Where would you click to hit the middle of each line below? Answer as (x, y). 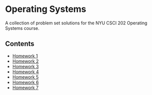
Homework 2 (25, 61)
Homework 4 (25, 72)
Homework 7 (25, 88)
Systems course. (22, 28)
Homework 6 (25, 82)
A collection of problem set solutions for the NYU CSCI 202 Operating (76, 23)
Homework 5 (25, 77)
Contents (20, 44)
